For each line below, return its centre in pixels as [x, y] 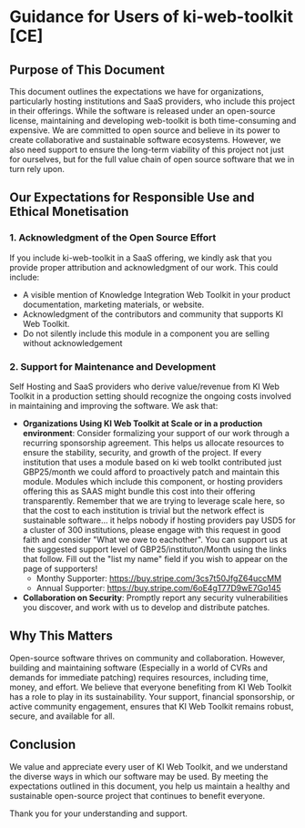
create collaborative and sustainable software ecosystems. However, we [145, 140]
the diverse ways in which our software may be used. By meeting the [139, 776]
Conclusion [43, 745]
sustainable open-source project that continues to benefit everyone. [137, 795]
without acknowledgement [72, 342]
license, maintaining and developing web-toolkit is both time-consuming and [153, 121]
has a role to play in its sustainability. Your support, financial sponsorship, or [152, 696]
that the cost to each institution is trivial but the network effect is [143, 510]
